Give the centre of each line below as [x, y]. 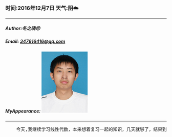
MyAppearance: [23, 111]
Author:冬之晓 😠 [23, 28]
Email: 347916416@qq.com [35, 41]
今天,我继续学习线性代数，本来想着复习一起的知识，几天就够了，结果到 [92, 129]
